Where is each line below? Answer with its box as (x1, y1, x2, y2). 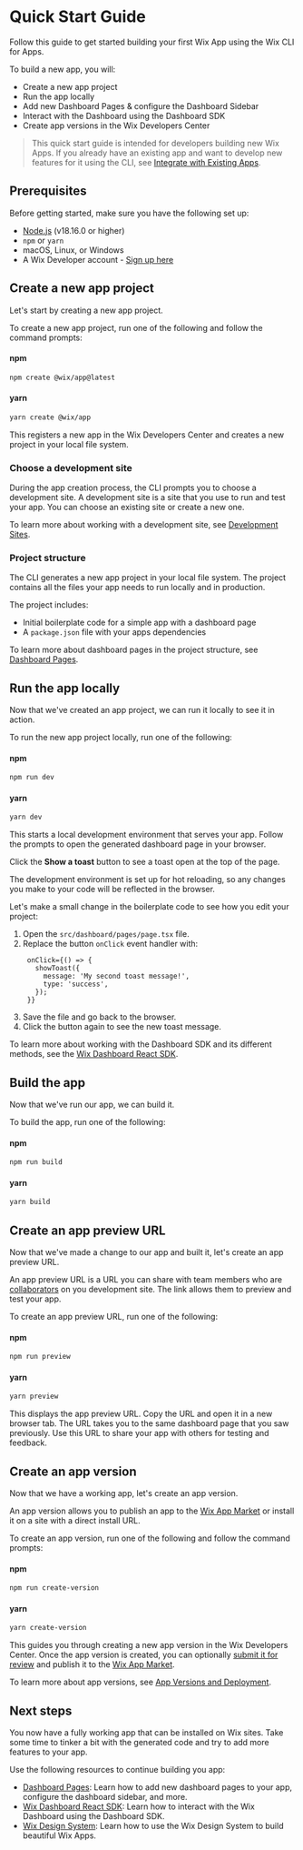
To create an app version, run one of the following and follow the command (9, 1533, 290, 1543)
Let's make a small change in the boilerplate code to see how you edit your (9, 901, 289, 912)
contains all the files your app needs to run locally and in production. (9, 582, 266, 593)
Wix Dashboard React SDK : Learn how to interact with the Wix (22, 1801, 256, 1812)
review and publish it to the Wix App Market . (9, 1659, 175, 1670)
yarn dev (9, 812, 43, 822)
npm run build (9, 1158, 64, 1167)
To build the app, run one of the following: (9, 1117, 166, 1128)
